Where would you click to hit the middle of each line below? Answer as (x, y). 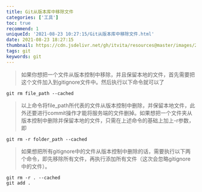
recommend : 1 (23, 29)
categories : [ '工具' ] (32, 17)
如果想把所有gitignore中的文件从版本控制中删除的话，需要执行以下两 (106, 151)
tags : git (19, 51)
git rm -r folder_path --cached (47, 139)
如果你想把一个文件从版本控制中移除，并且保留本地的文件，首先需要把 (108, 74)
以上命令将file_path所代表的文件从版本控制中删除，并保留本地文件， (106, 105)
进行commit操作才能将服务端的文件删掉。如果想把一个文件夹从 (115, 113)
